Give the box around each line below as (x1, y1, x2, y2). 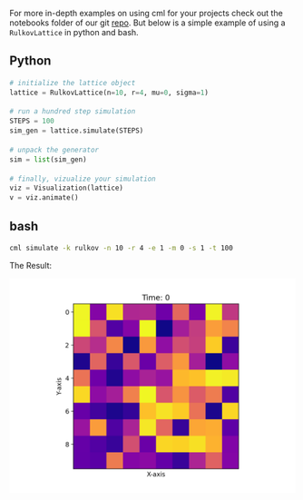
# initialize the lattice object (9, 78, 136, 87)
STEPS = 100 (9, 117, 54, 126)
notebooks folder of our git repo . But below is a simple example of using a (9, 17, 286, 28)
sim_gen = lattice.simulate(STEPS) (9, 126, 144, 135)
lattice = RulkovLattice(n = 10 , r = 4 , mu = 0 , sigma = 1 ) (9, 88, 209, 97)
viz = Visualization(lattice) (9, 183, 124, 193)
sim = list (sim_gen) (9, 154, 88, 164)
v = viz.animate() (9, 193, 79, 202)
